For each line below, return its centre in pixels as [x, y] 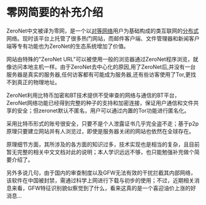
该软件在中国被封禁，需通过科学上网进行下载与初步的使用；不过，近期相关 [100, 180]
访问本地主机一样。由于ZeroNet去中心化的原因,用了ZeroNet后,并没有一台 [104, 67]
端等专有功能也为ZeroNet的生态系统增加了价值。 [68, 46]
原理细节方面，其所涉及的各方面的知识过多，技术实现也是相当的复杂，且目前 [103, 144]
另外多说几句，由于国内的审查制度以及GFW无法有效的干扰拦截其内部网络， [101, 172]
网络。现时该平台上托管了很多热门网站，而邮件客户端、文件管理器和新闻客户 [103, 38]
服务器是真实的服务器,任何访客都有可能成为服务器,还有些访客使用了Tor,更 [99, 74]
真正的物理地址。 [38, 82]
